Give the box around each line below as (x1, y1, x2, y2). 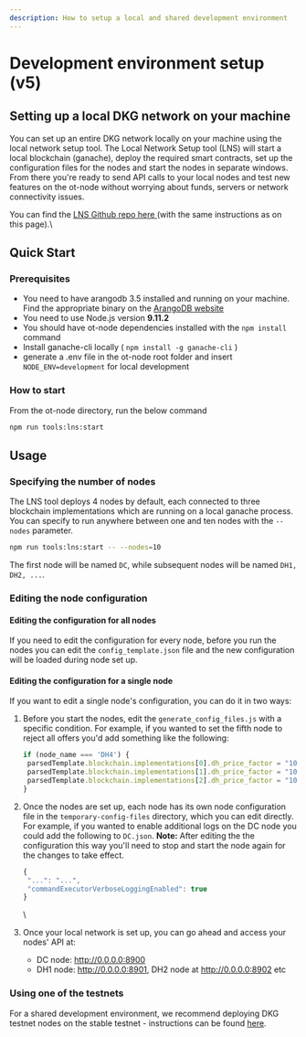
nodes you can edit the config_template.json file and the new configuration (9, 645, 295, 656)
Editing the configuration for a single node (9, 675, 174, 686)
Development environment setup (9, 52, 265, 73)
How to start (9, 384, 66, 397)
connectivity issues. (9, 191, 85, 202)
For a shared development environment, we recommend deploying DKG (9, 1008, 280, 1019)
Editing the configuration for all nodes (9, 615, 157, 625)
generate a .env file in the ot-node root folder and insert (22, 351, 233, 362)
